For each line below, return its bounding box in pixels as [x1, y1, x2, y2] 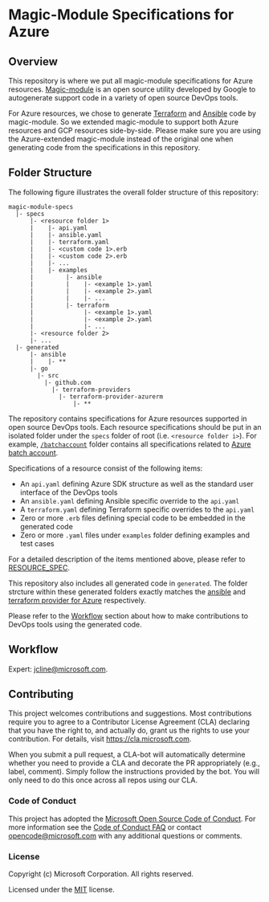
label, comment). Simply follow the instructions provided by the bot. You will [8, 767, 259, 777]
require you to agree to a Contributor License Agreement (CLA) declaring [8, 717, 251, 727]
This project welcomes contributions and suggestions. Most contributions [8, 708, 252, 718]
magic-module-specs [8, 202, 74, 210]
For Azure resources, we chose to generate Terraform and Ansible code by [8, 108, 257, 118]
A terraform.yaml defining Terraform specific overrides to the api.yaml [19, 504, 255, 514]
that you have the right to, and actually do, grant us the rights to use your [8, 725, 251, 736]
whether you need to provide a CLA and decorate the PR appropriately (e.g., [8, 758, 261, 768]
